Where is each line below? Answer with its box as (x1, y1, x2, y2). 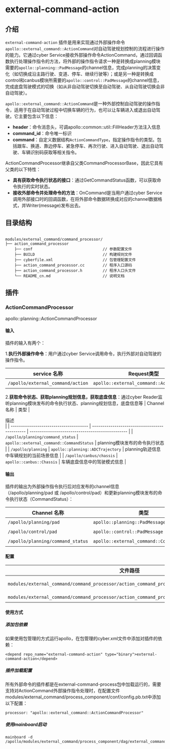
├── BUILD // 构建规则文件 (14, 252, 133, 257)
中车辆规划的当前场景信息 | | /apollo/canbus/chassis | (5, 452, 118, 458)
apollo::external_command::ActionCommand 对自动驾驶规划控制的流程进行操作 (5, 46, 165, 52)
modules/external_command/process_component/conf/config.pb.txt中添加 (5, 694, 161, 700)
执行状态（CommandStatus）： (9, 496, 73, 502)
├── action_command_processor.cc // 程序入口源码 (14, 262, 133, 268)
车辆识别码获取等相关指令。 (21, 149, 79, 155)
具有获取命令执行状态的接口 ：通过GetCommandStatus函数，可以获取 (12, 177, 157, 183)
